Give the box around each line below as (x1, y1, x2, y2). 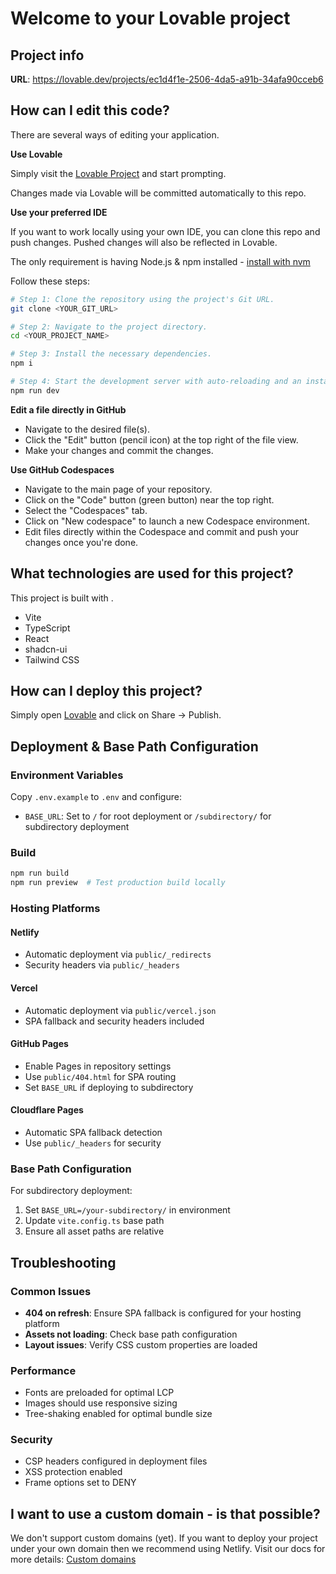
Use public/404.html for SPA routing (24, 1070, 177, 1082)
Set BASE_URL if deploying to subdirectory (24, 1081, 194, 1093)
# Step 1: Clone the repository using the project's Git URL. (10, 294, 275, 304)
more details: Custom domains (10, 1553, 137, 1566)
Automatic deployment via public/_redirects (24, 948, 212, 961)
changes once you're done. (24, 536, 139, 548)
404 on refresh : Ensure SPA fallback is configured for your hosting (24, 1307, 302, 1319)
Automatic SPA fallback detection (24, 1126, 163, 1138)
